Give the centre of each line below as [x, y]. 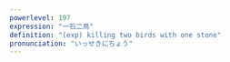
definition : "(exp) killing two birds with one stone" [115, 35]
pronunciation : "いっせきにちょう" [71, 43]
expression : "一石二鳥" [51, 26]
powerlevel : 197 [40, 18]
